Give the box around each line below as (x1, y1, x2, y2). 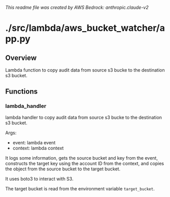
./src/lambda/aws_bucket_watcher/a (5, 23, 165, 34)
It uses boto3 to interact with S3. (5, 176, 74, 182)
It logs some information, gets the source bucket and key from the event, (5, 155, 158, 161)
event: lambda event (12, 139, 56, 145)
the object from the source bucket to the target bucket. (5, 166, 121, 172)
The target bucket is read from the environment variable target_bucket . (5, 185, 155, 191)
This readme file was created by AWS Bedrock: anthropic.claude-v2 (5, 5, 149, 10)
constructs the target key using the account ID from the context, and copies (5, 160, 164, 166)
